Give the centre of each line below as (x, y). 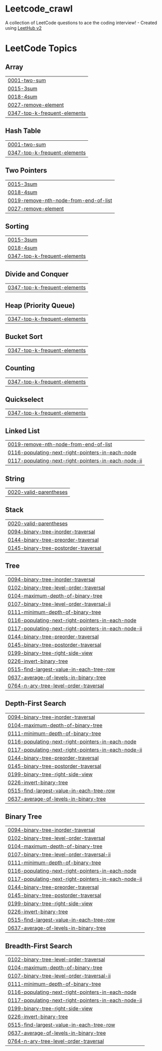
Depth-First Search (36, 704)
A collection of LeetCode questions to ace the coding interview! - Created (81, 23)
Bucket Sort (24, 337)
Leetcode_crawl (39, 9)
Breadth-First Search (39, 946)
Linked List (22, 431)
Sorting (17, 226)
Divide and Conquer (37, 274)
